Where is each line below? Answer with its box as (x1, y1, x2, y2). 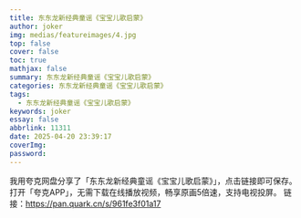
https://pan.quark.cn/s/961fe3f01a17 (26, 198, 161, 209)
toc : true (9, 56, 47, 65)
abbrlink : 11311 (9, 124, 71, 133)
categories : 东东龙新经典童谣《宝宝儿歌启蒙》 (9, 81, 168, 90)
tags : (9, 89, 30, 99)
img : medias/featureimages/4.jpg (9, 30, 137, 39)
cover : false (9, 47, 59, 57)
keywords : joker (9, 107, 71, 116)
